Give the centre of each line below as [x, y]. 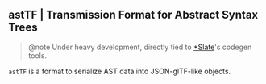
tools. [37, 55]
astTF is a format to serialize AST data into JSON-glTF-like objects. [120, 71]
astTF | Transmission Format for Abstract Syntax [133, 15]
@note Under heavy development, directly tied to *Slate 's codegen [140, 47]
